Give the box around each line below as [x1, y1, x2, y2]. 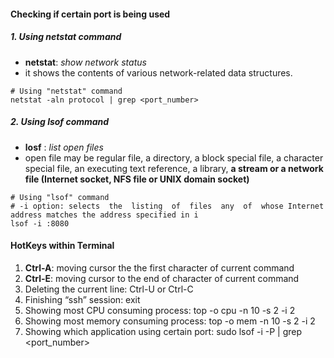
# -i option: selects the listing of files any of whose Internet [10, 201, 325, 211]
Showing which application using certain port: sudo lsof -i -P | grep [24, 325, 303, 337]
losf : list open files [24, 141, 104, 153]
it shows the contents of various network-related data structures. [24, 66, 293, 79]
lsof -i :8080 [10, 218, 70, 229]
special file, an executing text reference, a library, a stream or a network [24, 162, 324, 174]
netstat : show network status [24, 56, 147, 68]
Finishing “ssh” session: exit [24, 293, 141, 305]
